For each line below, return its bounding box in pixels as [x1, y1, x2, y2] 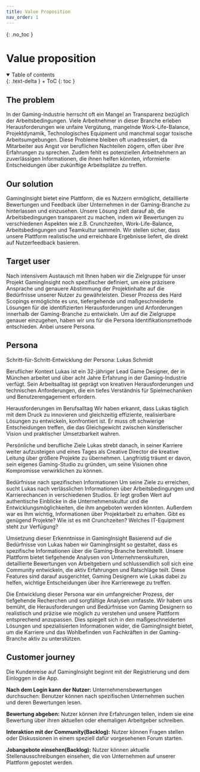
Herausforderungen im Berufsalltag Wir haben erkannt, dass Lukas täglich [6, 404, 189, 412]
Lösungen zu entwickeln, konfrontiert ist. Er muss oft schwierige [6, 417, 165, 425]
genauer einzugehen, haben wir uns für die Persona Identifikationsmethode [6, 316, 192, 324]
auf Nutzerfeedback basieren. [6, 239, 80, 247]
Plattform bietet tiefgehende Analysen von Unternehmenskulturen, [6, 553, 170, 561]
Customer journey [6, 652, 76, 663]
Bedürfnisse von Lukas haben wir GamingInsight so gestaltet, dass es [6, 541, 178, 548]
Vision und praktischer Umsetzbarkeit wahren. [6, 430, 121, 437]
